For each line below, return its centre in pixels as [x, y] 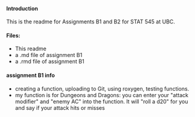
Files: [13, 35]
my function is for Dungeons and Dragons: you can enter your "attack [102, 95]
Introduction [22, 8]
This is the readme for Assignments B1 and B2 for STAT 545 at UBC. [91, 22]
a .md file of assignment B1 [49, 55]
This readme [31, 49]
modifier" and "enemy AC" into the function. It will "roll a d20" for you [101, 101]
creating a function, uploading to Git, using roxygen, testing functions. [102, 88]
